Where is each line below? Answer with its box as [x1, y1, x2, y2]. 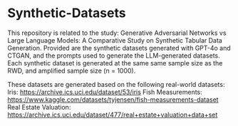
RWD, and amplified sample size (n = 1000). [7, 66, 136, 75]
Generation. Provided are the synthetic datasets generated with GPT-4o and [7, 43, 232, 52]
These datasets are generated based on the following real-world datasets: [7, 80, 225, 88]
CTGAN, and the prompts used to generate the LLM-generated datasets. [7, 51, 221, 60]
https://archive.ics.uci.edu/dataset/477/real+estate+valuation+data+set [7, 110, 218, 119]
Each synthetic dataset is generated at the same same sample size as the [7, 58, 223, 67]
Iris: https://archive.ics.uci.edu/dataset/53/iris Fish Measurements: [7, 88, 203, 96]
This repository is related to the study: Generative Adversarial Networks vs [7, 28, 227, 37]
